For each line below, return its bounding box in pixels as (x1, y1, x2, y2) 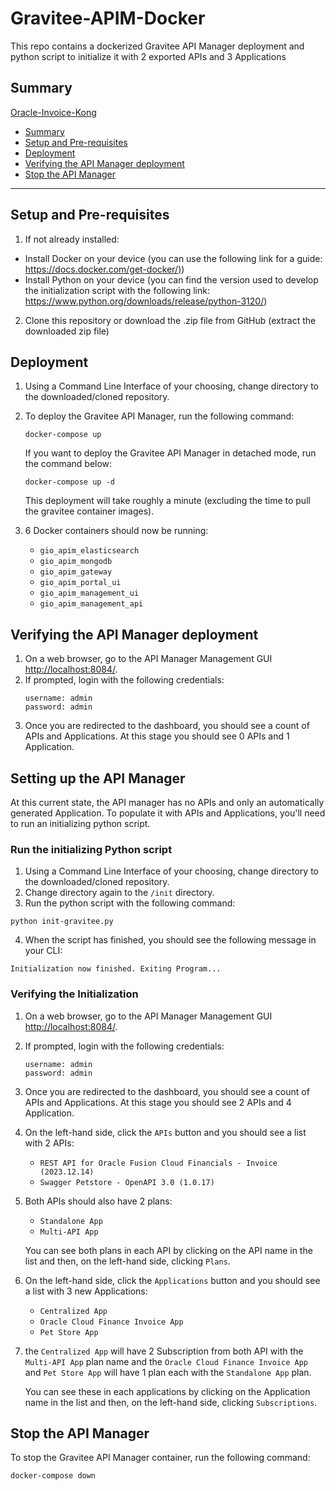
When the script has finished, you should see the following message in (24, 934, 317, 946)
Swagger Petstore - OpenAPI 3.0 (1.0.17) (39, 1177, 215, 1187)
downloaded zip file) (24, 325, 110, 337)
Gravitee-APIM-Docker (10, 7, 206, 30)
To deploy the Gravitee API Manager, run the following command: (24, 410, 295, 422)
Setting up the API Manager (10, 770, 186, 787)
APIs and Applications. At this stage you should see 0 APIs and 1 (24, 730, 290, 742)
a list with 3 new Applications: (24, 1285, 148, 1297)
